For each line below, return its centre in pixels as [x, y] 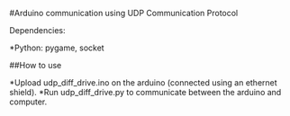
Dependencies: [37, 30]
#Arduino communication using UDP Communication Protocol [124, 13]
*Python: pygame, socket [57, 48]
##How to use [36, 65]
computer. [28, 102]
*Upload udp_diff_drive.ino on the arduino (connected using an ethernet [143, 83]
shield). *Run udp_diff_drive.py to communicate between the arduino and [145, 92]
